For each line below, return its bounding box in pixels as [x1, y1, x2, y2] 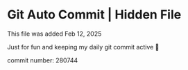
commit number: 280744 [7, 56, 78, 65]
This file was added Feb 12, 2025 [7, 30, 102, 38]
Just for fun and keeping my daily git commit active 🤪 [7, 43, 160, 51]
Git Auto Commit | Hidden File [7, 7, 182, 23]
